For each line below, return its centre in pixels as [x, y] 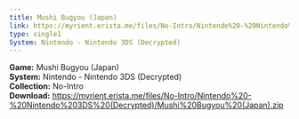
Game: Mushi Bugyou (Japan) [65, 67]
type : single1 [36, 34]
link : [19, 26]
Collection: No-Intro [47, 86]
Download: [30, 96]
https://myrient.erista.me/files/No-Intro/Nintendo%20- [152, 96]
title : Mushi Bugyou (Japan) [63, 17]
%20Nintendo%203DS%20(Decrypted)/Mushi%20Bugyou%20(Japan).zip [146, 105]
